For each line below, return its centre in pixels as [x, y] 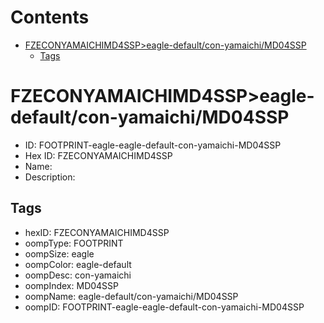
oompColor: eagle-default [78, 264]
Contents [50, 17]
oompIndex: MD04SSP [72, 285]
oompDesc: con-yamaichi [78, 275]
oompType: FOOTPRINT [74, 243]
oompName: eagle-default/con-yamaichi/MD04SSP [131, 296]
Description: [50, 177]
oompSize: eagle [59, 253]
